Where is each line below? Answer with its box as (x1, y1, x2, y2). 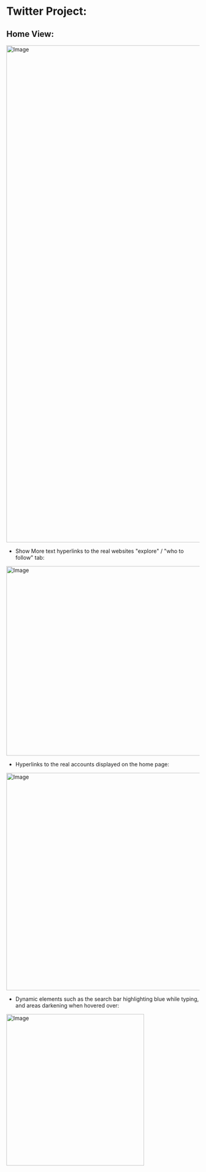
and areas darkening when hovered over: (15, 1002, 120, 1009)
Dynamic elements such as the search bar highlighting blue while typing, (15, 995, 199, 1003)
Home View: (6, 29, 54, 39)
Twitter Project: (6, 4, 87, 18)
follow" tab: (15, 554, 45, 561)
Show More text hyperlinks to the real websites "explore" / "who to (15, 547, 184, 555)
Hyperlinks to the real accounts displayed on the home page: (15, 761, 170, 768)
